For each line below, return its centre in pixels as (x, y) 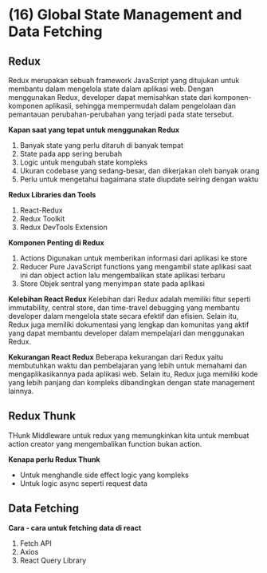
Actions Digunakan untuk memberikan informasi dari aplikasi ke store (133, 258)
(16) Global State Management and (125, 15)
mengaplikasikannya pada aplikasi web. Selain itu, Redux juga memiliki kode (133, 374)
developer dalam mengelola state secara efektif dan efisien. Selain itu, (124, 316)
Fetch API (35, 543)
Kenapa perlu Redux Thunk (54, 459)
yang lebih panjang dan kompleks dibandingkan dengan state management (132, 382)
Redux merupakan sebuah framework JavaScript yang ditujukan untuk (124, 80)
